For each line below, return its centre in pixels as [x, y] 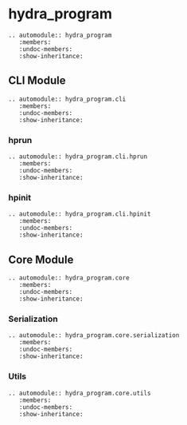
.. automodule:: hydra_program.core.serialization [94, 336]
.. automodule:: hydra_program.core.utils [80, 393]
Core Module [41, 259]
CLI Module [37, 81]
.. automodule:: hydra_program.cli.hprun [78, 157]
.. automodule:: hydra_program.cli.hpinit [80, 214]
